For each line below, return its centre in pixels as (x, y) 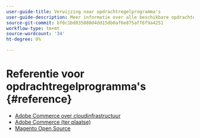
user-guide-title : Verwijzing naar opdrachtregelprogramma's (84, 12)
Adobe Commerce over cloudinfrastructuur (68, 115)
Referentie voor (45, 74)
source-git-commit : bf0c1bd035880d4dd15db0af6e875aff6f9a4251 (85, 23)
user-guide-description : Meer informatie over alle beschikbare (87, 17)
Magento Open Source (43, 128)
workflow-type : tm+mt (33, 28)
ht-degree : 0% (24, 39)
